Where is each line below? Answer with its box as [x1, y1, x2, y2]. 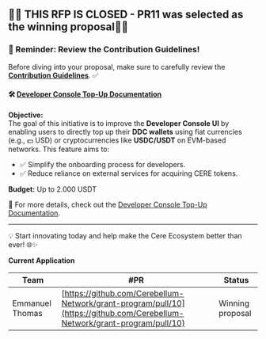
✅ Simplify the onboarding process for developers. [19, 159, 186, 169]
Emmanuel [12, 298, 51, 309]
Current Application [8, 255, 75, 265]
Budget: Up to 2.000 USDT [8, 184, 97, 194]
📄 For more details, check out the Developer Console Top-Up [8, 200, 207, 209]
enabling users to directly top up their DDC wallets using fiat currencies [8, 127, 243, 136]
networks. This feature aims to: [8, 144, 110, 154]
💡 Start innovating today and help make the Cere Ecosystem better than [8, 230, 243, 240]
